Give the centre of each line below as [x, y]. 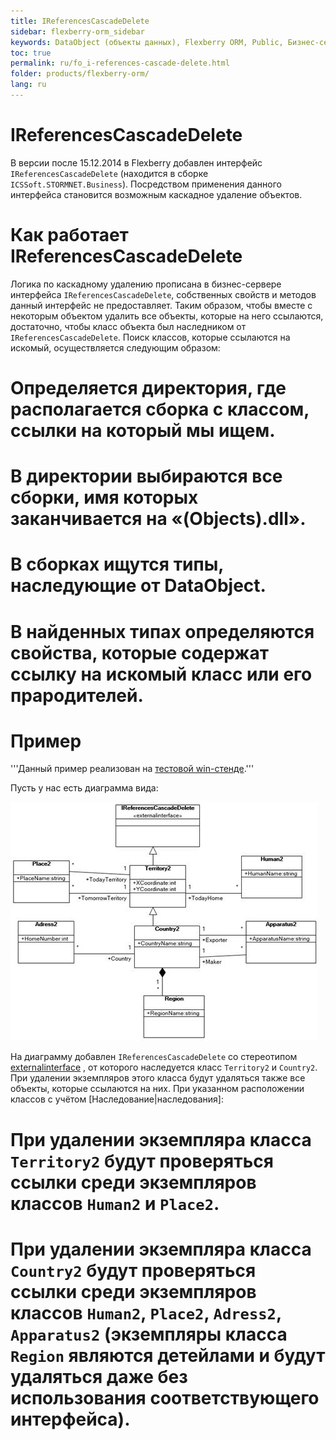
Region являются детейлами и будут [168, 1355]
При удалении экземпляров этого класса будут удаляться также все [158, 1078]
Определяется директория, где [148, 387]
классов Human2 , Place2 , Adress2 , [146, 1312]
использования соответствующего [165, 1397]
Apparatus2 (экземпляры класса [149, 1334]
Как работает [69, 235]
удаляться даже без [99, 1376]
